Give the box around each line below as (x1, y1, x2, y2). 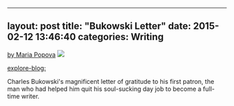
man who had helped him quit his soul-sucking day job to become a (7, 85, 202, 93)
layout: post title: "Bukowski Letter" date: (7, 20, 192, 32)
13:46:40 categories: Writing (35, 31, 164, 43)
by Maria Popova (7, 50, 56, 59)
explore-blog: (7, 64, 47, 72)
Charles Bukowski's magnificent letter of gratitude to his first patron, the (7, 77, 214, 85)
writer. (21, 91, 40, 100)
